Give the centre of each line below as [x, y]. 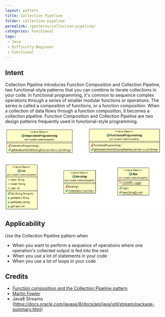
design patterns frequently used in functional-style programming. [71, 122]
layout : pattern [22, 10]
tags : [11, 37]
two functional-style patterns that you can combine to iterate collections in [81, 90]
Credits [17, 277]
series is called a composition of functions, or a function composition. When [82, 106]
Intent [14, 73]
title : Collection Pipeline [34, 16]
